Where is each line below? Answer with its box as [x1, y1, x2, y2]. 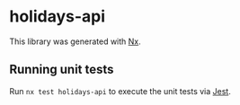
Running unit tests [9, 62, 114, 77]
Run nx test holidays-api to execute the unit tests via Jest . [9, 85, 231, 96]
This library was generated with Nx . [9, 36, 141, 47]
